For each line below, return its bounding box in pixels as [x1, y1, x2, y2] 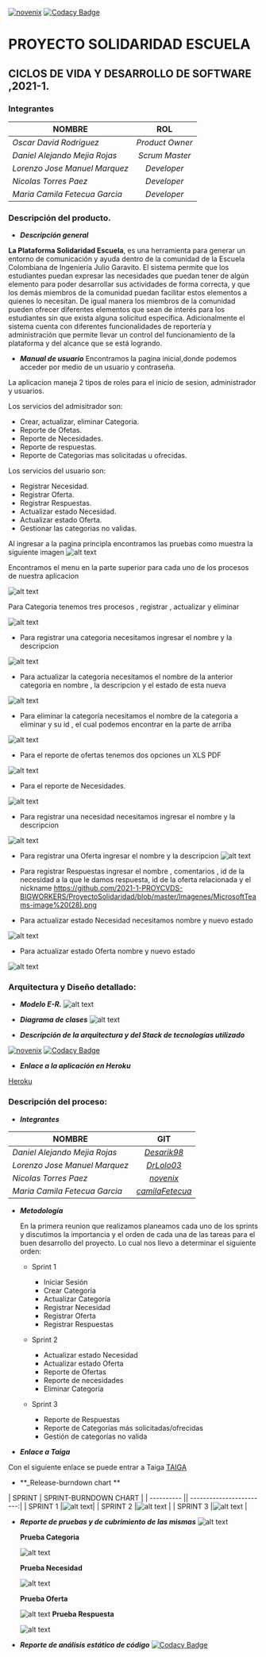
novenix [149, 1172, 179, 1183]
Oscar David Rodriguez [12, 137, 99, 148]
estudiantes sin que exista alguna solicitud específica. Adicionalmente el [8, 314, 245, 323]
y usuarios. [8, 386, 45, 396]
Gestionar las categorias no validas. [19, 524, 137, 534]
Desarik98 [144, 1146, 184, 1158]
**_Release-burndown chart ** [19, 1478, 121, 1487]
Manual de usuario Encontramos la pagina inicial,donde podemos [19, 354, 237, 364]
